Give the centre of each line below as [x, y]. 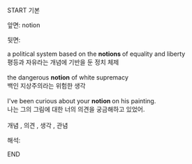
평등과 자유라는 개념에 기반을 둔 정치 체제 [63, 62]
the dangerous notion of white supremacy [68, 77]
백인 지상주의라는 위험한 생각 [46, 85]
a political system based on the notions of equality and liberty [96, 54]
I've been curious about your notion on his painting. [82, 101]
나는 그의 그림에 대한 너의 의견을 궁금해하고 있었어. [76, 109]
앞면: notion [24, 25]
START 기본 [24, 10]
